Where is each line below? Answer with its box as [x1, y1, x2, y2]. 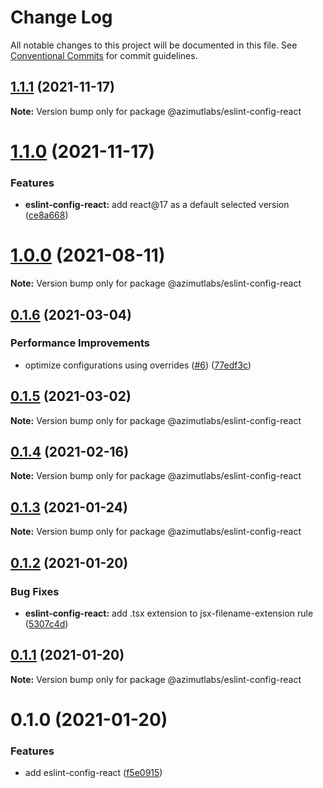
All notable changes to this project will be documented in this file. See [10, 39, 298, 51]
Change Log [10, 6, 113, 29]
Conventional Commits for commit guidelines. [10, 49, 198, 61]
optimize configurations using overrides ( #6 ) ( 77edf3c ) [24, 359, 252, 371]
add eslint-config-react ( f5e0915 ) [24, 767, 163, 779]
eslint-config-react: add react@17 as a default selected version [24, 199, 290, 211]
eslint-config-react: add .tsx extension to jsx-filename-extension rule [24, 607, 314, 619]
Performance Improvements [10, 336, 151, 350]
